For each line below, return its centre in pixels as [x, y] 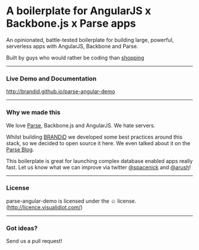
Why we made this [33, 113]
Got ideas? [22, 228]
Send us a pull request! [34, 241]
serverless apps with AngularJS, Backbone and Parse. [72, 46]
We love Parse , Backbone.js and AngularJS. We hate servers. [81, 125]
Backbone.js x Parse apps [71, 23]
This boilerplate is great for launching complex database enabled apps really [99, 161]
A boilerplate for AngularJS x [79, 11]
